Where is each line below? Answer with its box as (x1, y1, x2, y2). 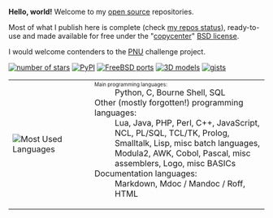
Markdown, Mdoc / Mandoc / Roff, (115, 178, 245, 189)
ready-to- (227, 23, 260, 32)
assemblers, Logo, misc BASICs (115, 158, 236, 169)
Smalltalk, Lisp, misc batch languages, (115, 138, 260, 148)
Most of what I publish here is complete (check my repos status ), (8, 23, 226, 32)
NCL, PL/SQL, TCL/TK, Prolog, (115, 127, 230, 139)
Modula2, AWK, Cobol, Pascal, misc (115, 147, 251, 159)
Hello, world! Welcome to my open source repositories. (8, 7, 194, 16)
